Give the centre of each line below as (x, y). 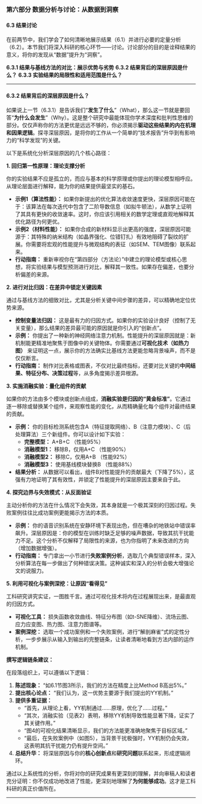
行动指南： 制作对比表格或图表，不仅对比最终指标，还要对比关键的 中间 (103, 366)
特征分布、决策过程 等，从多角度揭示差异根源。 (84, 373)
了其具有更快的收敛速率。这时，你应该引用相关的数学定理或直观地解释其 (104, 214)
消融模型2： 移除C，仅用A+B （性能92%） (77, 457)
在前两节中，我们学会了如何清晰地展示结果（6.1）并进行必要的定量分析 (94, 40)
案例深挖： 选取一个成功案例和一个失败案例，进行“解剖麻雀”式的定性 (100, 632)
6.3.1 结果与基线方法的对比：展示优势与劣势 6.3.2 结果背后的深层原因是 (95, 68)
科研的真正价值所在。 (32, 789)
